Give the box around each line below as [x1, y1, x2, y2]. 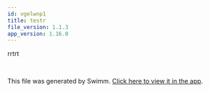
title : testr [7, 17, 46, 24]
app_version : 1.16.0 [7, 30, 69, 38]
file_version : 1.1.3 [7, 23, 69, 30]
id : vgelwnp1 [7, 10, 46, 18]
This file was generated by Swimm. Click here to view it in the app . [7, 77, 204, 86]
